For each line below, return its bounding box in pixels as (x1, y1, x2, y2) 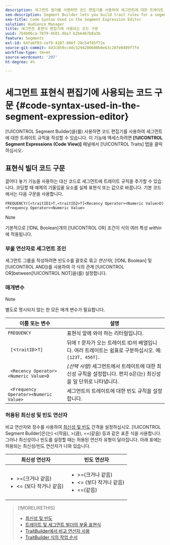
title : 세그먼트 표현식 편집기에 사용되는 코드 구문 (5, 26, 99, 31)
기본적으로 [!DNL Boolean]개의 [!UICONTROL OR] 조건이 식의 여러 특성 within (5, 225, 162, 231)
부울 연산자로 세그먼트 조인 (5, 245, 67, 252)
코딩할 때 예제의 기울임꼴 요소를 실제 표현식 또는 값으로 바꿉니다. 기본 (16, 185, 152, 190)
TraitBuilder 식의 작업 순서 (25, 534, 78, 540)
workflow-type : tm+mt (5, 50, 51, 55)
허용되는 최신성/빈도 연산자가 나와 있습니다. (5, 442, 91, 449)
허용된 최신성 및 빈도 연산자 (5, 412, 68, 419)
